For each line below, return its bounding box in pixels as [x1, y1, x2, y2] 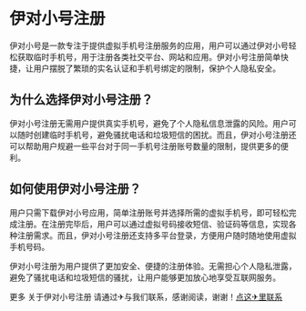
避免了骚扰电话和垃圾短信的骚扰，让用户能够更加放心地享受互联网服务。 [9, 272, 280, 283]
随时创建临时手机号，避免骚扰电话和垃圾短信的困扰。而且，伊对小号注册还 [16, 129, 297, 140]
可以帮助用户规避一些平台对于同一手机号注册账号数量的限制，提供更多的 [9, 140, 280, 151]
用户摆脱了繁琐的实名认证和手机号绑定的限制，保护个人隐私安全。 [33, 63, 280, 74]
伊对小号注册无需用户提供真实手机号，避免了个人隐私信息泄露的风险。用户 [9, 117, 289, 128]
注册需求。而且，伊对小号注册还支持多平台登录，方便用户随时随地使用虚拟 [16, 229, 297, 241]
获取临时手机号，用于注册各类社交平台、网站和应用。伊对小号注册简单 [16, 51, 280, 62]
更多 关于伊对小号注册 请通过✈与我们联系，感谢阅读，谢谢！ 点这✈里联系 [9, 291, 283, 302]
